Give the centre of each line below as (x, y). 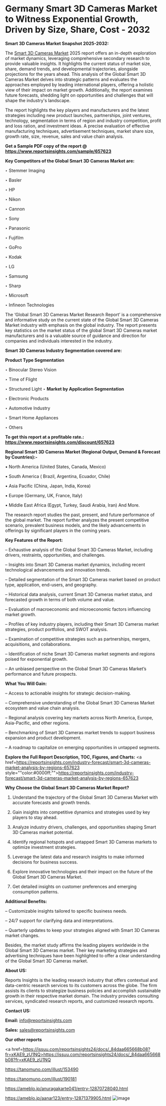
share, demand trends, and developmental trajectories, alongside (72, 69)
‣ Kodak (14, 257)
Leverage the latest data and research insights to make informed (78, 857)
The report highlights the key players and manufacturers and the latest (77, 110)
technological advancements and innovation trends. (58, 570)
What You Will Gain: (26, 683)
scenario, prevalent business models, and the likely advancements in (76, 525)
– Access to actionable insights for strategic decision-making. (68, 693)
